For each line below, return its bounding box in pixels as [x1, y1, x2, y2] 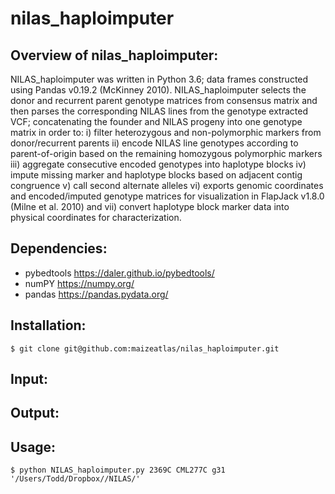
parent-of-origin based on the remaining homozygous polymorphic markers [10, 148, 323, 159]
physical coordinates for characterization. [10, 212, 182, 223]
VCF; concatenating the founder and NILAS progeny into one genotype [10, 116, 303, 127]
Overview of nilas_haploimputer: [10, 47, 219, 64]
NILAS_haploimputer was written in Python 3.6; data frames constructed [10, 73, 309, 85]
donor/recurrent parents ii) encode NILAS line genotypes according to [10, 137, 299, 149]
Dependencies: [10, 240, 108, 257]
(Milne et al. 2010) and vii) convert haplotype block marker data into [10, 201, 290, 212]
